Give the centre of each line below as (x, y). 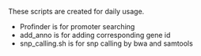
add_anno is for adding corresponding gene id (95, 35)
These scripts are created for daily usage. (76, 11)
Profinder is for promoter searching (77, 26)
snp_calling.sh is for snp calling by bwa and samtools (106, 43)
